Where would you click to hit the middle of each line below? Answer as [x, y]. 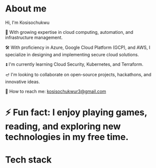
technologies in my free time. [67, 137]
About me [26, 9]
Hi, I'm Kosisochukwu [27, 22]
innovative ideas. [22, 82]
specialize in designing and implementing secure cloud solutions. [72, 54]
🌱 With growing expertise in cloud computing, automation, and [69, 32]
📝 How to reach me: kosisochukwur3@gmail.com [56, 91]
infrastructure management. [34, 37]
